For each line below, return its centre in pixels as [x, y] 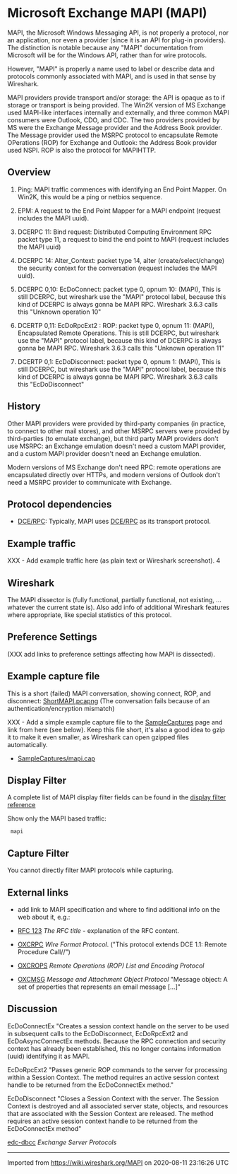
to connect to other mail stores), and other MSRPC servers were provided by [119, 431]
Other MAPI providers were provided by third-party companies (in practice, [117, 423]
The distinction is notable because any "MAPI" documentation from [105, 47]
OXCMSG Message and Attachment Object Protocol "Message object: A [122, 980]
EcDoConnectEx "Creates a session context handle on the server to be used [118, 1026]
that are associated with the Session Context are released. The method [110, 1113]
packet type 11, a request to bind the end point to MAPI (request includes [123, 239]
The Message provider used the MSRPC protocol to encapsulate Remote [113, 135]
